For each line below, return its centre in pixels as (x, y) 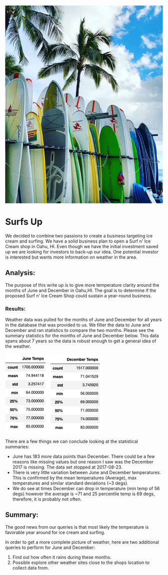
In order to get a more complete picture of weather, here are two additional (82, 542)
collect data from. (30, 567)
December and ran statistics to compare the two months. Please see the (79, 330)
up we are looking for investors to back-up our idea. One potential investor (82, 252)
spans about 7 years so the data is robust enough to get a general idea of (81, 341)
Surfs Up (24, 222)
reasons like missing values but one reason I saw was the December (83, 462)
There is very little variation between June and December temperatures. (86, 473)
